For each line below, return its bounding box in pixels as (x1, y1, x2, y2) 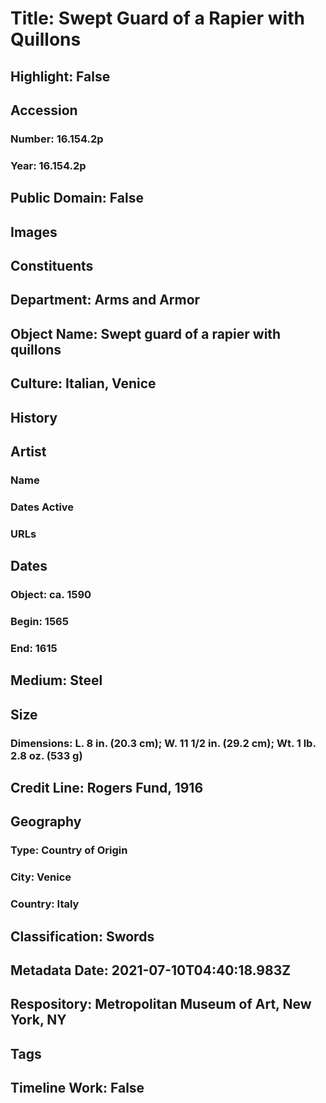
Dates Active (10, 500, 75, 514)
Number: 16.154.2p (10, 132, 104, 146)
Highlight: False (10, 68, 111, 85)
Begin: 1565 (10, 614, 69, 628)
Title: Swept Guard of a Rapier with (10, 7, 305, 30)
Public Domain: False (10, 190, 144, 207)
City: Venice (10, 870, 72, 884)
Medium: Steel (10, 672, 103, 689)
